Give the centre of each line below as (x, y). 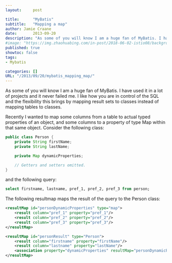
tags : (11, 57)
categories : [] (21, 71)
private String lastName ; (42, 146)
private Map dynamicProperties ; (49, 156)
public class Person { (29, 137)
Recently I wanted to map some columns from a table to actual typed (78, 117)
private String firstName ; (43, 142)
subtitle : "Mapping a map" (36, 24)
